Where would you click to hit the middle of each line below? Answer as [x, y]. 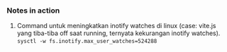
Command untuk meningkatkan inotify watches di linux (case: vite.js [116, 26]
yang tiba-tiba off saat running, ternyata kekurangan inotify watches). [118, 33]
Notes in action [33, 11]
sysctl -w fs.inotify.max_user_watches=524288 [87, 41]
